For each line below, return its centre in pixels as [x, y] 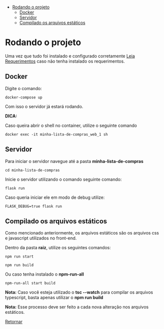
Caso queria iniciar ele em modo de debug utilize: [55, 197]
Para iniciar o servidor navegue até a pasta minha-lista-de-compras [74, 161]
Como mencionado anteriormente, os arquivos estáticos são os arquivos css [82, 233]
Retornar [14, 322]
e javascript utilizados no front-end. [41, 238]
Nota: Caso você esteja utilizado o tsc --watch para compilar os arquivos [79, 292]
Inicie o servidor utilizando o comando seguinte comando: [63, 179]
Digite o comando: [24, 88]
